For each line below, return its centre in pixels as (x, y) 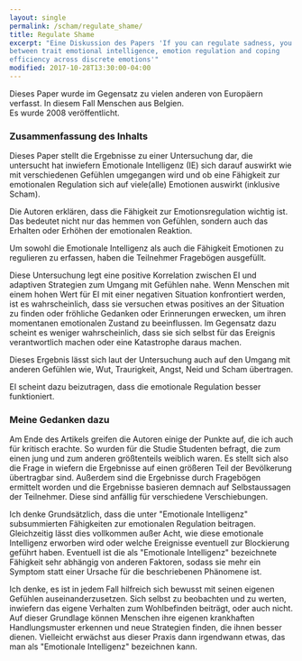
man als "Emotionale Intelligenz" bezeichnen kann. (104, 647)
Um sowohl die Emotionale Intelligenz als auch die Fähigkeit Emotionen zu (146, 248)
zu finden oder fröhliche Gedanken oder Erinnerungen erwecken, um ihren (148, 314)
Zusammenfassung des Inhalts (79, 136)
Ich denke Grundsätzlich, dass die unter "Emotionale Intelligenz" (129, 514)
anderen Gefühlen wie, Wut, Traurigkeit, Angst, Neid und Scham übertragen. (151, 370)
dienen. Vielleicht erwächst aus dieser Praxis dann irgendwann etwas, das (147, 638)
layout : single (38, 18)
